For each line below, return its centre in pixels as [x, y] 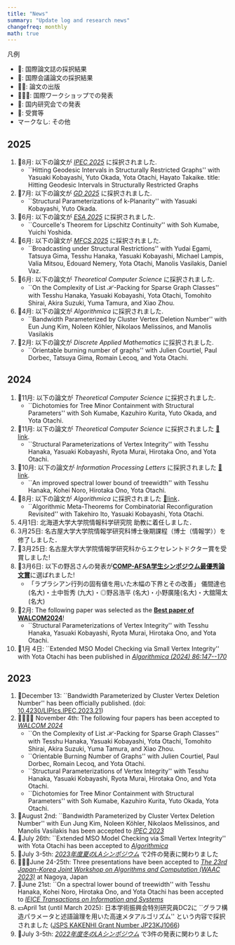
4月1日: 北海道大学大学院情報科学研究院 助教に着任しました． [106, 522]
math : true [23, 33]
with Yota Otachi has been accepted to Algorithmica [93, 845]
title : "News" [28, 14]
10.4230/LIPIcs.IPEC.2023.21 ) [60, 711]
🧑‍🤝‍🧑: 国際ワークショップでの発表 [65, 95]
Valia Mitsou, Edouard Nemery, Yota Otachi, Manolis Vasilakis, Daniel [127, 263]
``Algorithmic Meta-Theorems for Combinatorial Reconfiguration [120, 506]
